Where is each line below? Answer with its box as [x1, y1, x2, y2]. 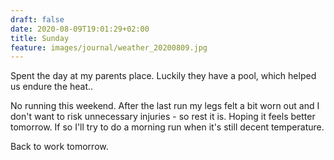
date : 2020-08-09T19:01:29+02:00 [10, 24, 150, 34]
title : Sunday [10, 33, 70, 43]
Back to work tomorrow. [10, 141, 109, 153]
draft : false [10, 14, 65, 25]
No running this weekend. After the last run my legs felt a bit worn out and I [10, 100, 320, 112]
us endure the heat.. [10, 81, 94, 93]
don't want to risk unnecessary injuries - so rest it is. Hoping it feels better [10, 111, 316, 123]
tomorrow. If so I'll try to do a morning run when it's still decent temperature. [10, 121, 325, 133]
